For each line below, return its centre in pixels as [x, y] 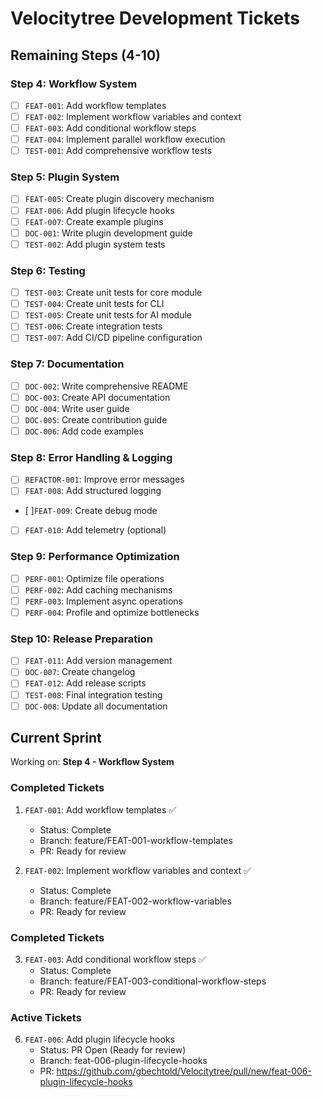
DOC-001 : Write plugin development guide [108, 233]
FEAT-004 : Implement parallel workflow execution [125, 139]
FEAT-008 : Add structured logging [93, 491]
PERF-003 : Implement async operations [104, 601]
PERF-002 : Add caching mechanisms [98, 589]
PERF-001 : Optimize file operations [94, 578]
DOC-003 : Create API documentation [97, 397]
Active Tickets [46, 1017]
